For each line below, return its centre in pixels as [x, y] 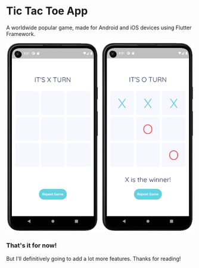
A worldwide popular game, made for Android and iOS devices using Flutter [99, 28]
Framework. [21, 33]
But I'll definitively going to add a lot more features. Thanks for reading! [94, 258]
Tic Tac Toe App [47, 11]
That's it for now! [32, 245]
